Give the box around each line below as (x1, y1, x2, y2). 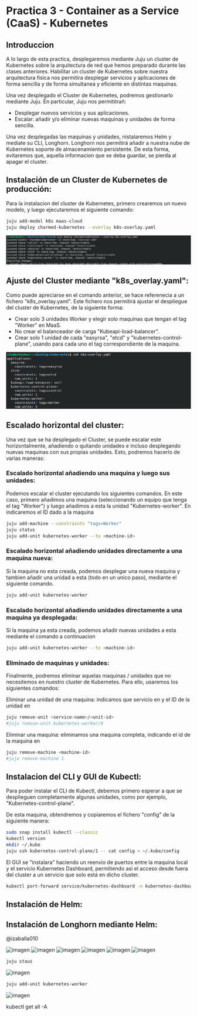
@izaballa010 (6, 935, 39, 942)
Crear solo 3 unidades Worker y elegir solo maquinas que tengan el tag (14, 315, 186, 322)
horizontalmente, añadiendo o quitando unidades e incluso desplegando (6, 442, 181, 449)
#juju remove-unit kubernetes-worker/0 (6, 720, 104, 726)
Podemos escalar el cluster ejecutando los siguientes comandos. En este (6, 490, 183, 497)
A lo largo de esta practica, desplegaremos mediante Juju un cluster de (6, 56, 179, 62)
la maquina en (6, 737, 40, 744)
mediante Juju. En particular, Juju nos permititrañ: (6, 98, 127, 105)
